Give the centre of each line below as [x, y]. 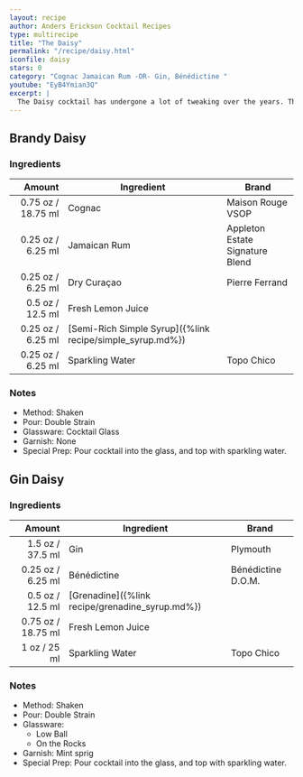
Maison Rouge [257, 202]
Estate [240, 240]
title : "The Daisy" [46, 43]
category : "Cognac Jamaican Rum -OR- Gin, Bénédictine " [119, 77]
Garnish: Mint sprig [58, 754]
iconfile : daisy [40, 60]
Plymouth [252, 550]
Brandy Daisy [48, 138]
